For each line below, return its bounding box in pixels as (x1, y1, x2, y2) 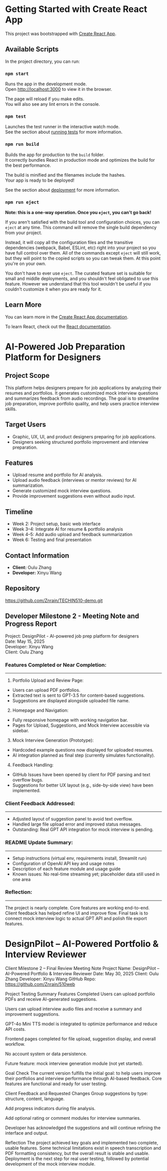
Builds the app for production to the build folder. (5, 151, 105, 158)
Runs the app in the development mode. (5, 81, 87, 87)
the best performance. (5, 162, 51, 168)
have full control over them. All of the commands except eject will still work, (5, 250, 161, 256)
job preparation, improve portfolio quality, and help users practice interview (5, 400, 160, 406)
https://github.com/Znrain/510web (5, 981, 76, 987)
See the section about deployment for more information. (5, 187, 120, 193)
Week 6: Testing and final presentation (12, 537, 92, 543)
